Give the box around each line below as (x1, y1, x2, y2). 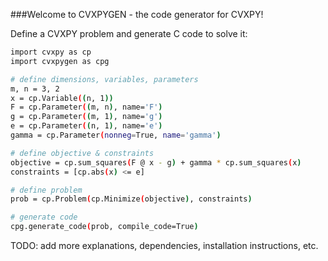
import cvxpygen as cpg (10, 56, 110, 66)
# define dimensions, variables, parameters (10, 74, 199, 84)
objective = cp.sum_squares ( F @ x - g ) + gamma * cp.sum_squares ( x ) (10, 157, 302, 168)
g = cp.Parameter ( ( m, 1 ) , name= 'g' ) (10, 112, 163, 122)
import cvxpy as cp (10, 47, 92, 57)
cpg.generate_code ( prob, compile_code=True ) (10, 222, 199, 232)
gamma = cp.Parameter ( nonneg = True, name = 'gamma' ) (10, 130, 222, 140)
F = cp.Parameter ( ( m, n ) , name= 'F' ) (10, 102, 163, 113)
